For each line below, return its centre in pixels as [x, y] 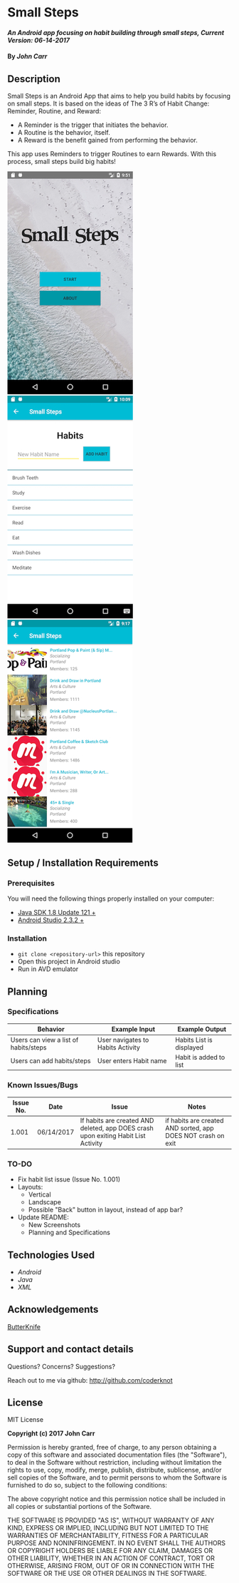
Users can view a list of [44, 1040]
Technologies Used [51, 1255]
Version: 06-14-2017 [38, 40]
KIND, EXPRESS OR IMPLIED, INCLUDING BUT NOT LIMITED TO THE [108, 1528]
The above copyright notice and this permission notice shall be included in [116, 1499]
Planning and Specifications [69, 1233]
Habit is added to [200, 1057]
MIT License [26, 1420]
